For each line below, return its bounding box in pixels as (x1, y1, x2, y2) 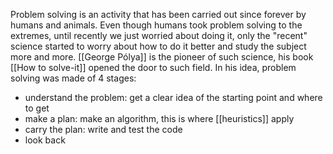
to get (24, 102, 50, 114)
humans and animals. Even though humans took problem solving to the (10, 19, 303, 31)
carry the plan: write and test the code (24, 124, 183, 135)
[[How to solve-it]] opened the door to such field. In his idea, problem (10, 62, 297, 73)
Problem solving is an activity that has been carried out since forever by (10, 9, 307, 20)
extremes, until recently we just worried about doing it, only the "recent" (10, 30, 308, 41)
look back (24, 134, 66, 146)
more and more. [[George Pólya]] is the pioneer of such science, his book (10, 51, 314, 63)
